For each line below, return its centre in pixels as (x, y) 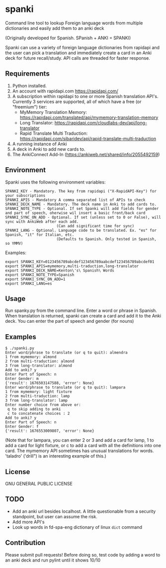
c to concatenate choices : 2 (39, 414)
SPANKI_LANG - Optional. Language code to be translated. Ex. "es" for (81, 230)
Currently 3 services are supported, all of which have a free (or (77, 101)
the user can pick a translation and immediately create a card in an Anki (78, 53)
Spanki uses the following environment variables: (55, 182)
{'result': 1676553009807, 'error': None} (50, 431)
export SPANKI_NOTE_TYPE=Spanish (40, 275)
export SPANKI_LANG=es (29, 284)
